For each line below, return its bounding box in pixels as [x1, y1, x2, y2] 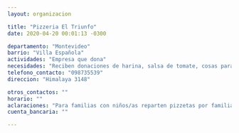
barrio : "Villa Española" [7, 49, 84, 57]
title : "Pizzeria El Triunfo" [7, 23, 97, 31]
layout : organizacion [7, 10, 72, 18]
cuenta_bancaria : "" [7, 108, 69, 116]
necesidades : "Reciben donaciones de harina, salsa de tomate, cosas [7, 63, 218, 70]
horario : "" [7, 95, 43, 102]
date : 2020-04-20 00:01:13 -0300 [7, 30, 107, 37]
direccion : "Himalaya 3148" [7, 75, 91, 83]
